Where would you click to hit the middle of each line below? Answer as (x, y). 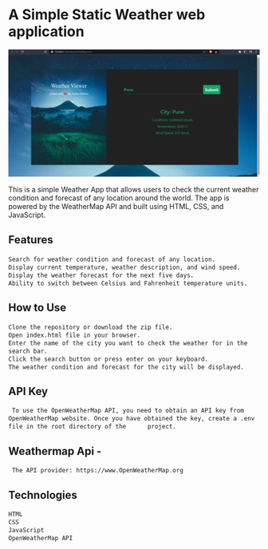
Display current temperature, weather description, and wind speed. (124, 267)
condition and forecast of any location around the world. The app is (119, 198)
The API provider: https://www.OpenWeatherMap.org (97, 471)
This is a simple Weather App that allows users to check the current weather (134, 189)
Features (31, 240)
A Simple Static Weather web (107, 15)
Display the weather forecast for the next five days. (101, 275)
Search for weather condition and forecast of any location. (112, 259)
